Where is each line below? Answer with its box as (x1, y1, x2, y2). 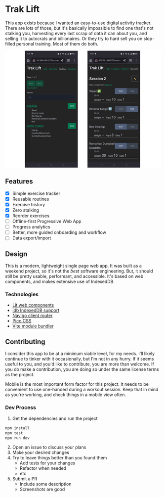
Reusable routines (12, 196, 49, 202)
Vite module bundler (12, 323, 54, 329)
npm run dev (5, 435, 30, 441)
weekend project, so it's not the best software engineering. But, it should (5, 268, 153, 274)
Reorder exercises (12, 213, 49, 219)
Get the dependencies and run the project (12, 415, 98, 421)
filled (5, 41, 16, 46)
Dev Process (5, 404, 36, 411)
